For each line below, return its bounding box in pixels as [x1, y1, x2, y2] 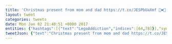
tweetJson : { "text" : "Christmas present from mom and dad [5, 31, 130, 36]
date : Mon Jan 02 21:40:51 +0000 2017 [5, 21, 88, 27]
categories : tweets [5, 17, 47, 22]
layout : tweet [5, 12, 36, 17]
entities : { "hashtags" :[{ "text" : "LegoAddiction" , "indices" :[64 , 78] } [5, 26, 155, 31]
